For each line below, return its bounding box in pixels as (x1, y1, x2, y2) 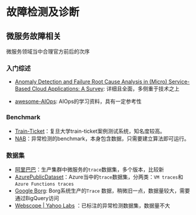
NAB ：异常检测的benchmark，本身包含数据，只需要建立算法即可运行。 (14, 135, 189, 142)
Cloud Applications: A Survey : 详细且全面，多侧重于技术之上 (32, 85, 180, 92)
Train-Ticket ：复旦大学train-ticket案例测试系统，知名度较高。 (14, 127, 166, 135)
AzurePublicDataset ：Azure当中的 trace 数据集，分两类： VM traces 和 (14, 173, 183, 180)
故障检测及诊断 (6, 5, 80, 19)
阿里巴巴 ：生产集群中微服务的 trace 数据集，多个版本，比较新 (14, 166, 164, 173)
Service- (168, 78, 190, 85)
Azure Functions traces (14, 181, 74, 187)
